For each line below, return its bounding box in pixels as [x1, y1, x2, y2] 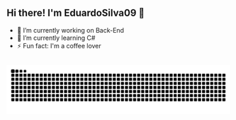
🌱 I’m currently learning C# [16, 33, 96, 42]
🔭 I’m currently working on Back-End [16, 26, 125, 34]
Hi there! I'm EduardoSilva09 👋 [6, 7, 145, 19]
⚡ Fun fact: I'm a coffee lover [16, 41, 102, 50]
